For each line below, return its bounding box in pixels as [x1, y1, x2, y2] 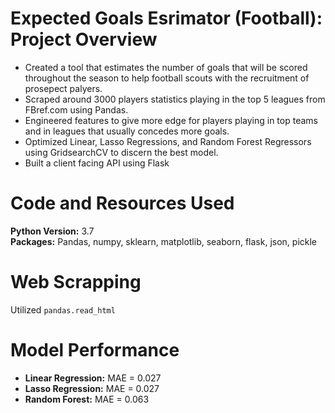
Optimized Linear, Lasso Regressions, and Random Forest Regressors [24, 135, 312, 147]
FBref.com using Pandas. [24, 103, 129, 116]
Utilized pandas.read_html [10, 303, 116, 316]
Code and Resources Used [10, 192, 235, 215]
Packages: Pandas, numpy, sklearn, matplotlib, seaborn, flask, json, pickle [10, 235, 318, 247]
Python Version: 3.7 [10, 225, 95, 237]
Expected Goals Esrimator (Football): [10, 7, 323, 30]
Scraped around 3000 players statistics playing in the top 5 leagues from [24, 93, 326, 105]
